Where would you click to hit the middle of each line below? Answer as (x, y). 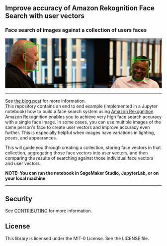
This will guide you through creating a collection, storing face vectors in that (83, 148)
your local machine (25, 178)
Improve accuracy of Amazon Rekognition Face (80, 8)
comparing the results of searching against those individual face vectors (79, 158)
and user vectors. (23, 163)
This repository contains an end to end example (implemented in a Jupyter (82, 106)
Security (19, 199)
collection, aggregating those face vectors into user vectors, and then (77, 153)
